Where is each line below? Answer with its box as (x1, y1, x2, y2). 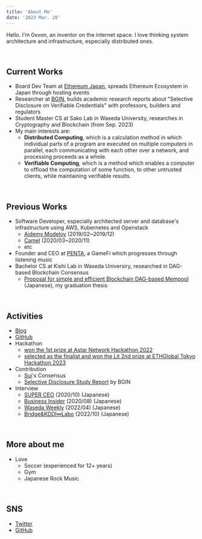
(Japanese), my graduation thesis (24, 282, 108, 289)
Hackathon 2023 (24, 359, 66, 366)
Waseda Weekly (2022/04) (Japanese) (24, 404, 121, 411)
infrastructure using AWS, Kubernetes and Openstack (14, 224, 149, 231)
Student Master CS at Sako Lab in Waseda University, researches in (14, 115, 183, 122)
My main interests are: (14, 127, 71, 135)
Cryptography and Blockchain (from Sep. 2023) (14, 121, 134, 129)
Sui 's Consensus (24, 372, 66, 379)
